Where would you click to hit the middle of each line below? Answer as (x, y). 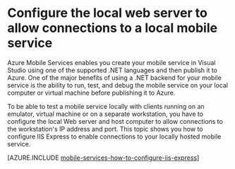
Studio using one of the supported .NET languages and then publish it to (112, 70)
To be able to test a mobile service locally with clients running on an (106, 106)
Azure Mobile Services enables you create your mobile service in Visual (112, 62)
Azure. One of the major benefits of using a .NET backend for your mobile (115, 77)
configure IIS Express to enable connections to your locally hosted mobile (114, 136)
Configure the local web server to (108, 13)
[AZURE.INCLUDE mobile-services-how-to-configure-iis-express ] (103, 158)
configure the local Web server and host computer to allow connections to (115, 121)
